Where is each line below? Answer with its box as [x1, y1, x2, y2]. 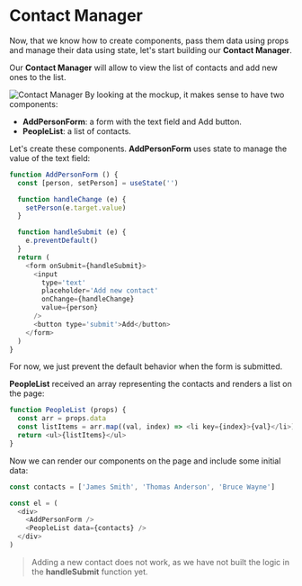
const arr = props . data [17, 414, 106, 423]
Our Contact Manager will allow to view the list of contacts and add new [9, 62, 279, 73]
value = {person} [41, 303, 99, 312]
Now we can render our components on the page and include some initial [9, 455, 281, 466]
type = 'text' [41, 278, 87, 287]
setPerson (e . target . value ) [25, 203, 127, 212]
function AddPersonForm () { [9, 170, 119, 179]
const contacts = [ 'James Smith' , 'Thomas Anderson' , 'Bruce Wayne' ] [9, 482, 276, 491]
